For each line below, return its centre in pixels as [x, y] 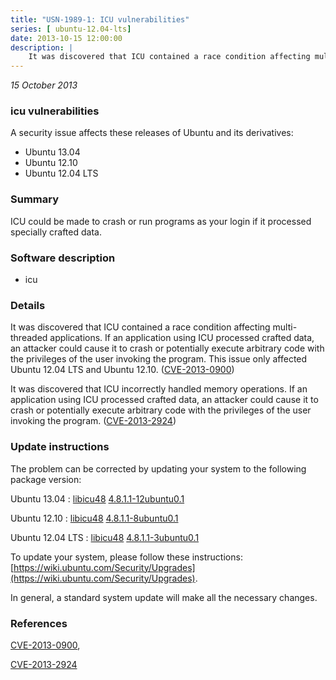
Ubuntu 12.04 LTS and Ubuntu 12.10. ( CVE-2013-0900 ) [122, 370]
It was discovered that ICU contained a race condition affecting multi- [154, 327]
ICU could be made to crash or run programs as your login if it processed [161, 221]
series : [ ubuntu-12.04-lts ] [71, 29]
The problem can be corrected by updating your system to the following [158, 468]
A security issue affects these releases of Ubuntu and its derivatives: [152, 133]
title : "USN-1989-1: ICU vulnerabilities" [100, 19]
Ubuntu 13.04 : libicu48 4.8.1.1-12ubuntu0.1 [97, 498]
